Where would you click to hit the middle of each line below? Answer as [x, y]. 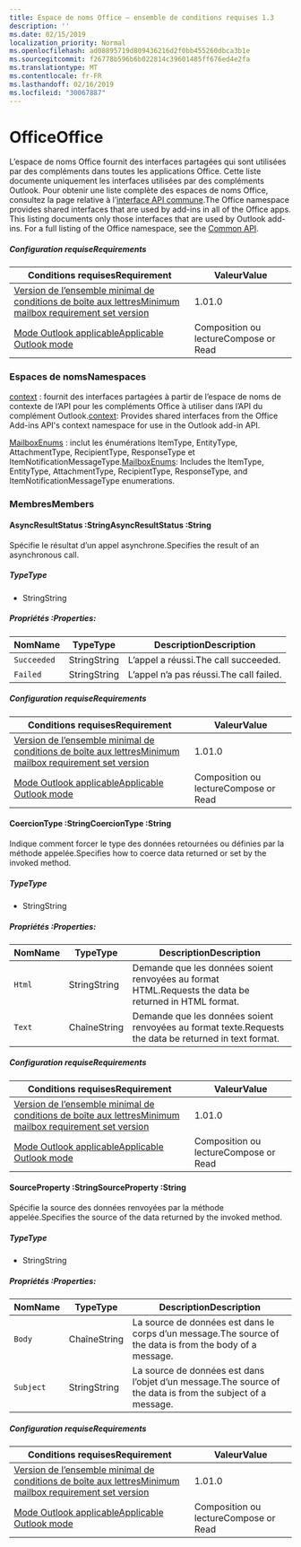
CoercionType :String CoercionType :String [90, 824]
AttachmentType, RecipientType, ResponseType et [102, 452]
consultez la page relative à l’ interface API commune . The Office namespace [149, 200]
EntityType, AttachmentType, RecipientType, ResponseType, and [129, 471]
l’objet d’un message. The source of [206, 1381]
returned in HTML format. [186, 1001]
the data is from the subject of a [199, 1393]
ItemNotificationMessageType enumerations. [92, 480]
